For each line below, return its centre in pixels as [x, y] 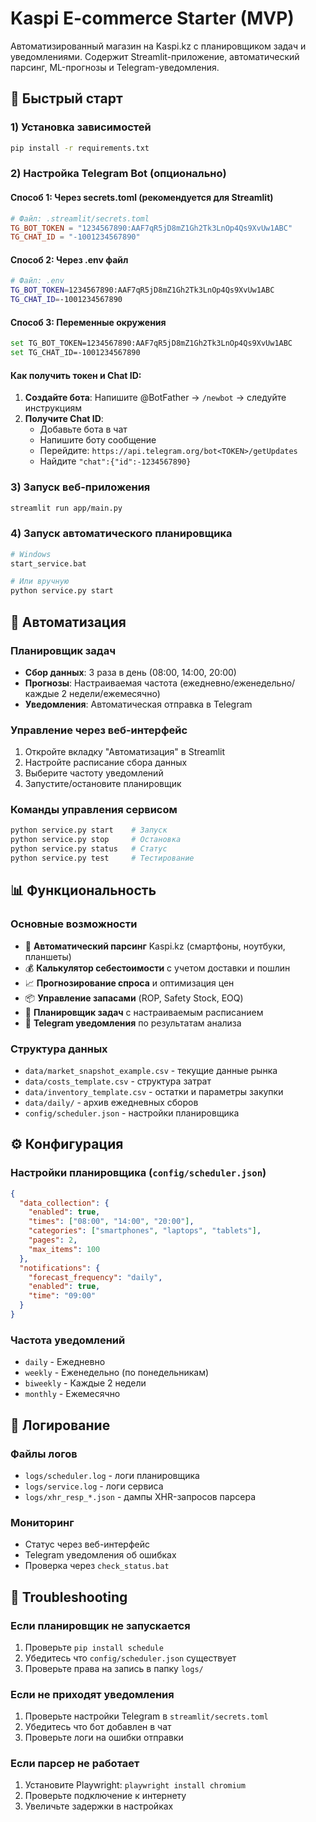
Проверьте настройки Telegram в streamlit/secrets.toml [146, 1716]
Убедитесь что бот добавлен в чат [98, 1727]
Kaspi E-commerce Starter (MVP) [152, 18]
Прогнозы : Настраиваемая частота [101, 683]
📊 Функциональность [83, 890]
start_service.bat [48, 563]
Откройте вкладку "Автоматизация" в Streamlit [125, 752]
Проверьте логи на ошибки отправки [104, 1738]
